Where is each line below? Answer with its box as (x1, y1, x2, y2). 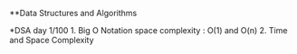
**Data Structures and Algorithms (9, 8, 138, 18)
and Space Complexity (9, 35, 94, 45)
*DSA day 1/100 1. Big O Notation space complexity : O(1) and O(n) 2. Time (9, 25, 288, 35)
